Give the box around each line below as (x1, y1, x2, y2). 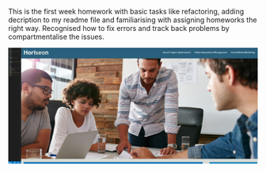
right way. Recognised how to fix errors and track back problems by (8, 24, 230, 32)
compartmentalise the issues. (8, 32, 104, 41)
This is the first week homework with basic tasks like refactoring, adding (8, 7, 244, 16)
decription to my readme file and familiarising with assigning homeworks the (8, 15, 257, 25)
